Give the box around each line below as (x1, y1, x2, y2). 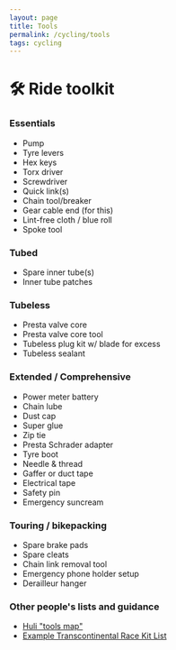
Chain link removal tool (22, 558, 108, 569)
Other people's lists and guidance (9, 600, 160, 613)
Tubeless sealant (22, 348, 85, 359)
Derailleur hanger (22, 578, 87, 589)
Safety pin (22, 487, 61, 498)
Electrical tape (22, 477, 76, 488)
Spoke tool (22, 224, 63, 234)
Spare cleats (22, 549, 69, 560)
